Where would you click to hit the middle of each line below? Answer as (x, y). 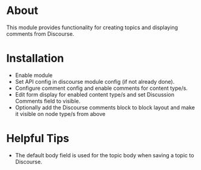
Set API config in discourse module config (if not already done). (95, 81)
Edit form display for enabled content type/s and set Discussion (95, 94)
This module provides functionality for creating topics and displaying (92, 27)
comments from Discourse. (40, 33)
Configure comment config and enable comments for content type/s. (101, 88)
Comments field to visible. (48, 101)
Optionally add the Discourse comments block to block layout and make (105, 107)
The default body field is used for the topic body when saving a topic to (104, 155)
